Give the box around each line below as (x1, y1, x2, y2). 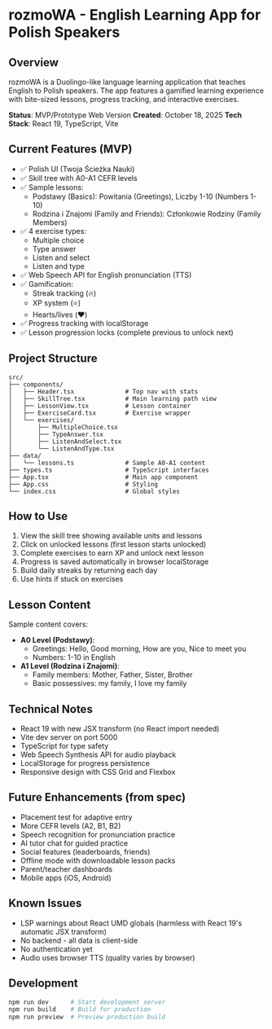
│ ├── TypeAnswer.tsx (8, 430, 104, 438)
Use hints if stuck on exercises (20, 574, 124, 584)
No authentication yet (20, 943, 93, 954)
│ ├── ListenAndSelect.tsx (8, 438, 122, 446)
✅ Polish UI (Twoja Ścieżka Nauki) (20, 164, 135, 174)
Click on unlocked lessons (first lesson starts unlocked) (20, 539, 207, 549)
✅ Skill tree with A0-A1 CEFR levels (20, 173, 138, 182)
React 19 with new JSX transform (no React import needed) (20, 723, 220, 734)
